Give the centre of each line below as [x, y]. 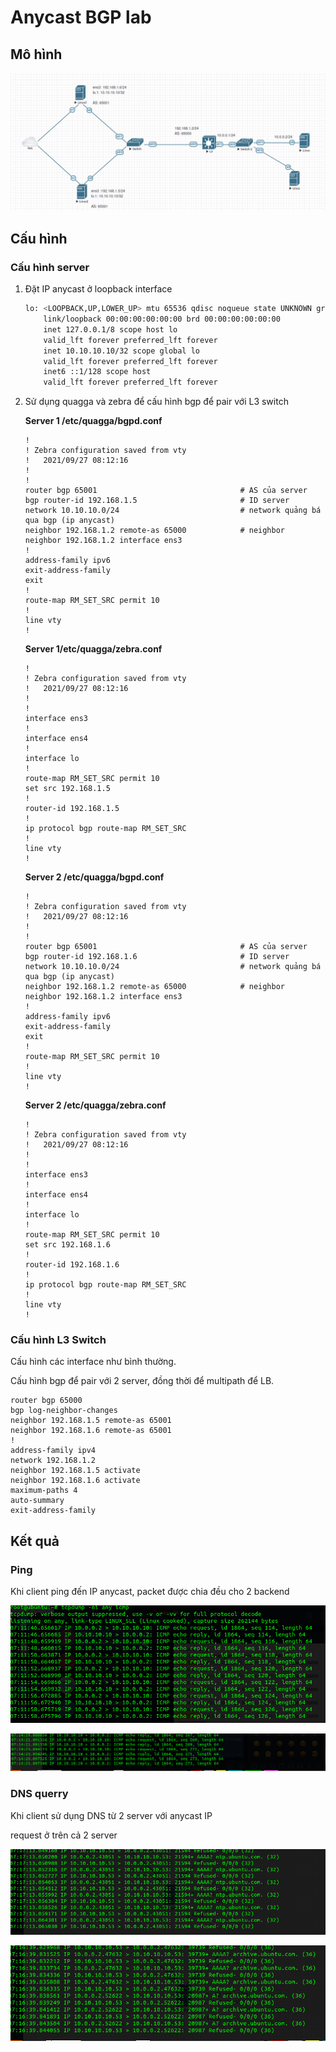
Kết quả [35, 1541]
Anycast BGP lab [81, 17]
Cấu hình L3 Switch [58, 1340]
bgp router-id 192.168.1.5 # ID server [157, 501]
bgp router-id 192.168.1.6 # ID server [157, 957]
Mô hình [36, 54]
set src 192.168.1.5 [67, 789]
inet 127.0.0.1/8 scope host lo [110, 329]
